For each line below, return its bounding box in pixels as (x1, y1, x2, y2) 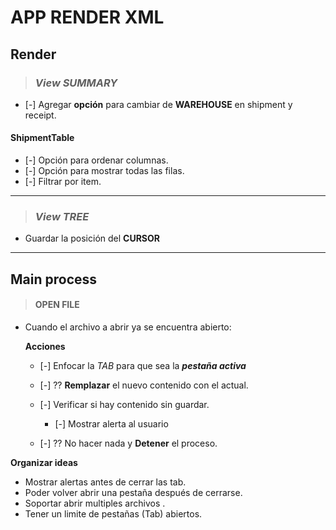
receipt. (24, 109, 57, 121)
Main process (10, 271, 98, 288)
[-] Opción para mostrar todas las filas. (24, 165, 185, 177)
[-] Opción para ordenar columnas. (24, 154, 169, 166)
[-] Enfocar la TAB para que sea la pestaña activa (39, 359, 247, 371)
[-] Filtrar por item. (24, 176, 102, 188)
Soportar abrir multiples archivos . (24, 497, 166, 509)
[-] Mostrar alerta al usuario (54, 417, 169, 430)
